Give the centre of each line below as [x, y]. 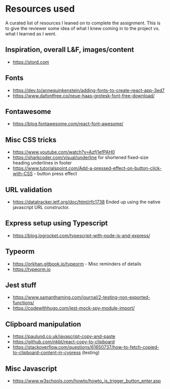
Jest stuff [21, 285]
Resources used [40, 9]
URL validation [29, 189]
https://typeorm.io [31, 269]
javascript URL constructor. [41, 207]
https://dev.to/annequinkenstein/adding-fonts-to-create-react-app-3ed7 [89, 90]
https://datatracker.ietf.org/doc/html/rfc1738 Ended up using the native [87, 202]
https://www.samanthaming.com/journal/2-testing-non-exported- [81, 297]
